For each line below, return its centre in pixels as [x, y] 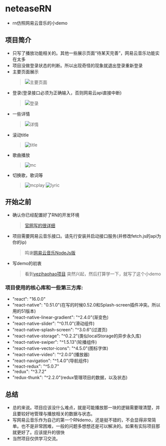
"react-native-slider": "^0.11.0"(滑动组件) [54, 323]
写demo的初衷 [27, 263]
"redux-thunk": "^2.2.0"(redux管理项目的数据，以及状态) [70, 377]
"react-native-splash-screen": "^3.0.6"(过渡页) [60, 329]
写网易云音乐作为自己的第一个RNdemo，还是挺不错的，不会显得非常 [82, 420]
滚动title [20, 135]
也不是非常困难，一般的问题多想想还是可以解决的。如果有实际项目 [88, 426]
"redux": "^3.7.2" [29, 371]
